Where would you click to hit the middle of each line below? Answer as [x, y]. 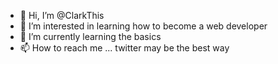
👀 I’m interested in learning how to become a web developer [143, 26]
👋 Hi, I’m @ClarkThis [62, 15]
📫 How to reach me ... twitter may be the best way [124, 48]
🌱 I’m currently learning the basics [90, 36]
